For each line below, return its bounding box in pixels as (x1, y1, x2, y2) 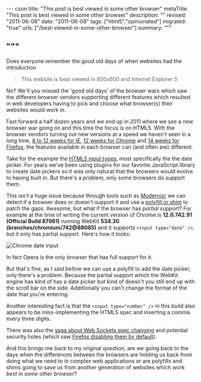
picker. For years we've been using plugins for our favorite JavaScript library (6, 161, 196, 169)
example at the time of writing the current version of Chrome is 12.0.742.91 (6, 211, 193, 218)
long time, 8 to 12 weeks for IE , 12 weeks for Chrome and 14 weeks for (6, 137, 180, 144)
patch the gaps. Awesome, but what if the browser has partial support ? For (6, 204, 192, 212)
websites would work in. (6, 106, 66, 113)
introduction (6, 64, 37, 71)
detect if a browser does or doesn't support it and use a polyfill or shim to (6, 198, 188, 206)
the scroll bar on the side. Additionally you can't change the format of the (6, 284, 187, 291)
